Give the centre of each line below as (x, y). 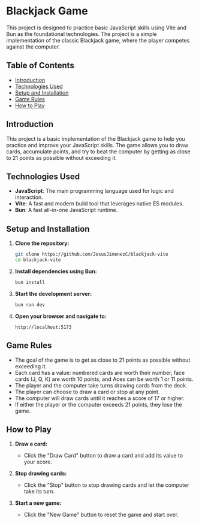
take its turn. (39, 492)
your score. (38, 462)
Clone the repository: (42, 243)
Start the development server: (53, 293)
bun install (30, 282)
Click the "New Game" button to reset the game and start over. (101, 515)
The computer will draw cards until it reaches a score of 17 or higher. (99, 398)
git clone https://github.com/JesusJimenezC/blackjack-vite (91, 255)
